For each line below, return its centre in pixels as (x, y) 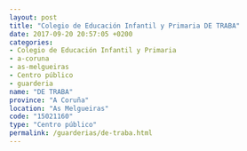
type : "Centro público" (53, 125)
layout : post (33, 17)
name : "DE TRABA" (41, 91)
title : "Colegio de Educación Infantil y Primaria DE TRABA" (125, 26)
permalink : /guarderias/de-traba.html (81, 133)
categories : (31, 42)
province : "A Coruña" (49, 100)
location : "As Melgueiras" (59, 108)
